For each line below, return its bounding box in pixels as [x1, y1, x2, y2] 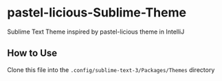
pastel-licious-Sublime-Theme [7, 5, 187, 21]
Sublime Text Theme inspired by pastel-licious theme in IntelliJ [7, 27, 185, 36]
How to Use [7, 47, 58, 59]
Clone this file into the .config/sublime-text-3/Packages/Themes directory [7, 65, 215, 73]
